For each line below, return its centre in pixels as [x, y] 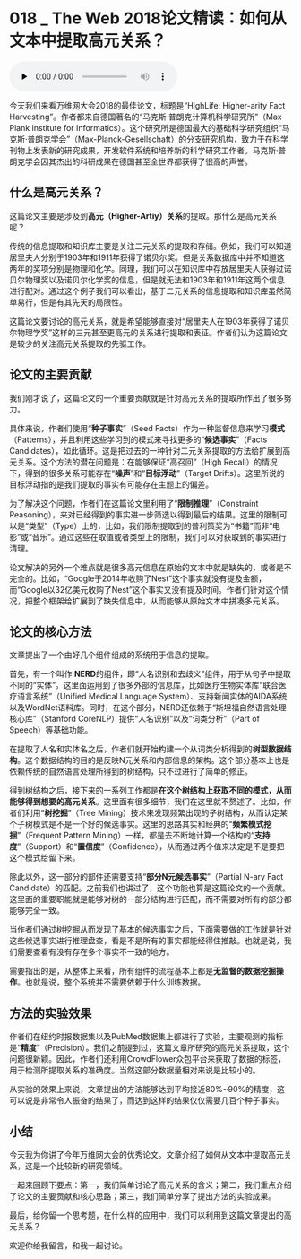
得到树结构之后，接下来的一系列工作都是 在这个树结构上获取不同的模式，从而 [150, 791]
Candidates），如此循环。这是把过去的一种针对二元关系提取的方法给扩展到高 [150, 450]
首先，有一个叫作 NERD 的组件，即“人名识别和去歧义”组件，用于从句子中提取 [150, 674]
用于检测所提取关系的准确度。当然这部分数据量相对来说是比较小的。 [135, 1070]
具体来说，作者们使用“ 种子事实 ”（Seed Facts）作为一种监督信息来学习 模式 [147, 428]
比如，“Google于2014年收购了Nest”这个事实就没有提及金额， [153, 578]
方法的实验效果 [51, 1013]
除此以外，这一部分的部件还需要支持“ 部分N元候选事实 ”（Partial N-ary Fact [146, 877]
